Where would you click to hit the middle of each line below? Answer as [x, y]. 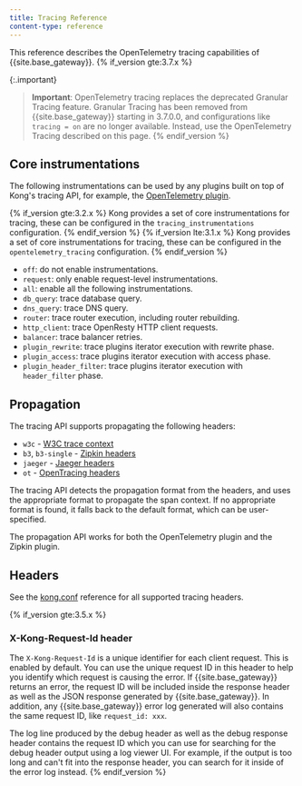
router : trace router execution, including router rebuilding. [131, 318]
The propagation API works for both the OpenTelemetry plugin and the [141, 537]
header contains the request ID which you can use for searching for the [143, 743]
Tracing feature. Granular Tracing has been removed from [139, 106]
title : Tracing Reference [58, 18]
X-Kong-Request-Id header [71, 638]
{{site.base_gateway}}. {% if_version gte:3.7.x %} [101, 62]
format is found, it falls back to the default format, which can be [128, 510]
